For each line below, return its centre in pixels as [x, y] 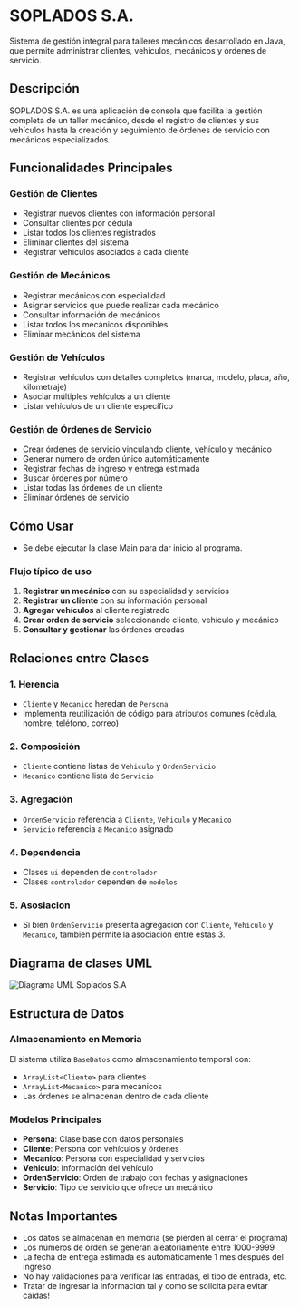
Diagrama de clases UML [81, 963]
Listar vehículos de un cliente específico [98, 406]
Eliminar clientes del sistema [76, 242]
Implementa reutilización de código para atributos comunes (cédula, [150, 714]
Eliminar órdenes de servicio [76, 498]
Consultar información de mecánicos [92, 315]
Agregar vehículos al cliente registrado [96, 610]
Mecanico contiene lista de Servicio [88, 776]
